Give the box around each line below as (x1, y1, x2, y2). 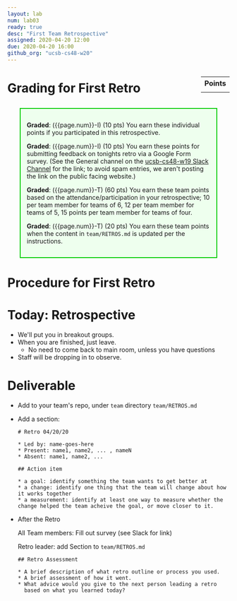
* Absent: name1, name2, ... (17, 453, 104, 460)
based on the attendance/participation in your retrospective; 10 (27, 194, 210, 202)
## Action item (17, 465, 63, 473)
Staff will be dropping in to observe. (17, 353, 122, 362)
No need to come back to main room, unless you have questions (28, 345, 215, 354)
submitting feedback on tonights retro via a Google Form (27, 150, 192, 158)
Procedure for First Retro (7, 275, 155, 291)
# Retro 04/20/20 (17, 429, 69, 436)
